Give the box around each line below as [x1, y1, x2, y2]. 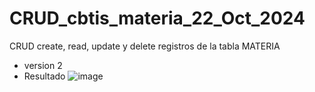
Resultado [23, 70, 66, 82]
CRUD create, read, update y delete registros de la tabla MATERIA [9, 40, 281, 52]
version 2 [23, 59, 63, 71]
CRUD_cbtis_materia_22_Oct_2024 [9, 7, 306, 30]
